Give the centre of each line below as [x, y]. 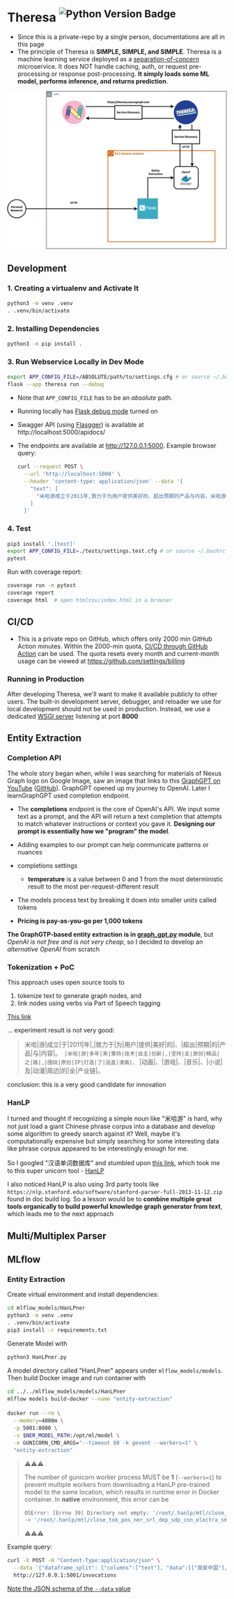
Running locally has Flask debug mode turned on [87, 412]
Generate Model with [37, 1343]
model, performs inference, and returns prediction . [93, 81]
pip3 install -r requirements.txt [57, 1330]
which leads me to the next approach [61, 1214]
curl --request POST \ [50, 467]
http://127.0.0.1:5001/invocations [65, 1575]
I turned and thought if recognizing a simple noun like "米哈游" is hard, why [115, 1118]
